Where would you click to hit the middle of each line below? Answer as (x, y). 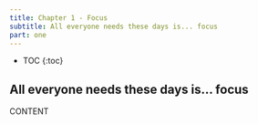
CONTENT (29, 111)
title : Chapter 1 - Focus (58, 18)
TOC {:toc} (43, 61)
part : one (28, 35)
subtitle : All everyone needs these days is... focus (114, 26)
